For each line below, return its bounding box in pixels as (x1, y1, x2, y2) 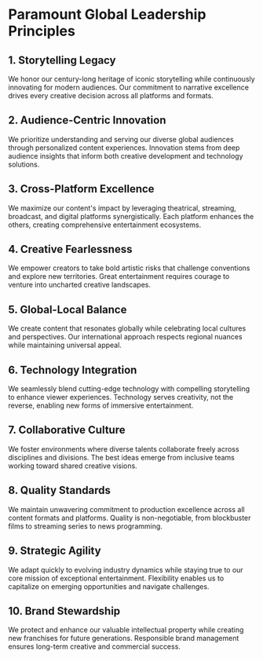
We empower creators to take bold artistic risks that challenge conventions (8, 263, 250, 273)
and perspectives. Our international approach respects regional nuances (8, 332, 243, 342)
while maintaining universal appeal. (8, 340, 122, 350)
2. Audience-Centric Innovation (8, 114, 166, 127)
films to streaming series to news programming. (8, 521, 163, 531)
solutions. (8, 159, 40, 169)
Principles (8, 22, 76, 40)
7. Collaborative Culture (8, 423, 126, 437)
